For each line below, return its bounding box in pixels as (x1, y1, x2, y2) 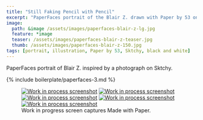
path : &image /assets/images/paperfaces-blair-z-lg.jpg (11, 25, 155, 32)
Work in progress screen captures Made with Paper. (21, 106, 151, 114)
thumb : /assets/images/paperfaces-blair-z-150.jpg (11, 43, 142, 49)
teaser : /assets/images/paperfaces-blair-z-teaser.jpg (11, 37, 153, 43)
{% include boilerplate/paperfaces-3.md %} (6, 76, 116, 83)
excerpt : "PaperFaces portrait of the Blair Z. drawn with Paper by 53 (6, 14, 190, 20)
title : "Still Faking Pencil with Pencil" (6, 8, 115, 15)
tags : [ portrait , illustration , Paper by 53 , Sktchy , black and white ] (6, 48, 190, 54)
